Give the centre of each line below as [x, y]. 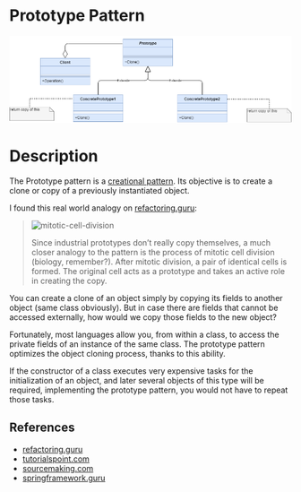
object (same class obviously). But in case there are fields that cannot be [144, 307]
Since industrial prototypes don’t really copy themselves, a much [151, 242]
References [42, 428]
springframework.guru [64, 478]
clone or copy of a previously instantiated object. [99, 190]
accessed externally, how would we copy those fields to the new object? [143, 317]
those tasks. [32, 399]
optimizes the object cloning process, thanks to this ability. [117, 353]
